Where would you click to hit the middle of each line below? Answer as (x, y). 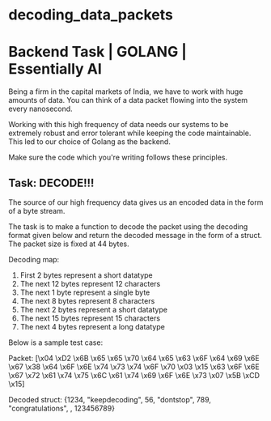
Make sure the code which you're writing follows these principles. (118, 157)
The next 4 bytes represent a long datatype (93, 326)
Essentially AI (55, 69)
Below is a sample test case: (56, 342)
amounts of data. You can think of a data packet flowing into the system (128, 100)
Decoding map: (34, 259)
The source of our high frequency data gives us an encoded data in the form (136, 202)
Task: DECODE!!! (51, 183)
